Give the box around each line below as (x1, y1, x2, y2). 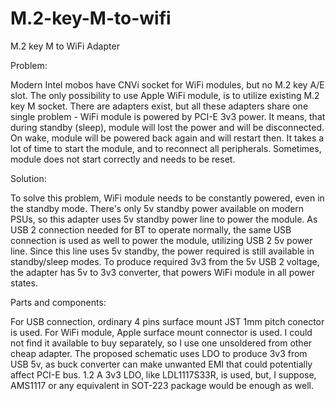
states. (10, 277, 38, 289)
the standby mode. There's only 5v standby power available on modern (10, 202, 305, 214)
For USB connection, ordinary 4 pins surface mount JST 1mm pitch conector (10, 315, 325, 327)
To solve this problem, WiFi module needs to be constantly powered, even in (10, 192, 325, 204)
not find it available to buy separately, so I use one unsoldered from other (10, 337, 313, 349)
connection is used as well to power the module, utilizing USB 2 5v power (10, 234, 313, 246)
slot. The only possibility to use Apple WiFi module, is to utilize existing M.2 (10, 89, 320, 101)
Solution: (10, 172, 47, 184)
